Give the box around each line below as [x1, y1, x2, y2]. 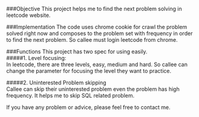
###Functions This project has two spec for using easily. [6, 48, 148, 55]
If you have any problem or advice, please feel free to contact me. [6, 104, 171, 111]
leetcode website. [6, 12, 51, 19]
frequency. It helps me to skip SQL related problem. [6, 92, 135, 99]
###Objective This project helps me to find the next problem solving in [6, 5, 183, 12]
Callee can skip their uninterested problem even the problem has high [6, 85, 180, 93]
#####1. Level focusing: [6, 55, 67, 61]
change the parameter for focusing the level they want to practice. [6, 67, 172, 75]
